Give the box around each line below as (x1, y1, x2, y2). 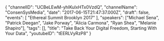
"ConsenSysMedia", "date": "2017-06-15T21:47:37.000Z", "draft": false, (5, 9, 150, 15)
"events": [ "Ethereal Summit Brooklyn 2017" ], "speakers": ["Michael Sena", (5, 15, 159, 20)
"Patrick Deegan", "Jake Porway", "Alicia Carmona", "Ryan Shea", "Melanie (5, 20, 157, 26)
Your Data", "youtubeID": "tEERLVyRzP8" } (5, 31, 92, 36)
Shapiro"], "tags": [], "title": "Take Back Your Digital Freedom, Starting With (5, 25, 157, 31)
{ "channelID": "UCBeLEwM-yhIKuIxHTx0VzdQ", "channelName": (5, 4, 138, 10)
